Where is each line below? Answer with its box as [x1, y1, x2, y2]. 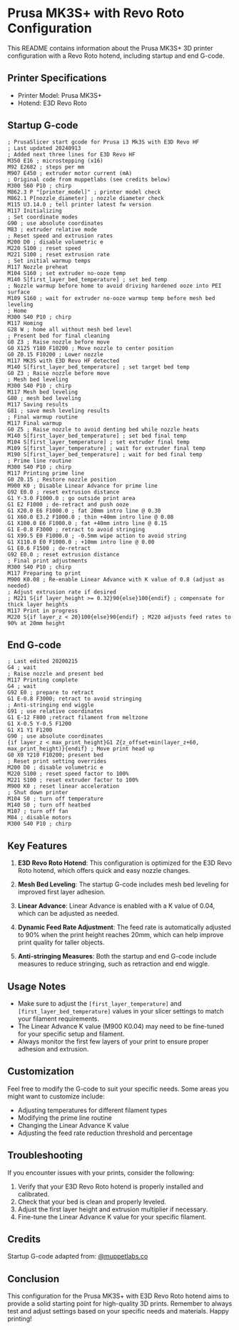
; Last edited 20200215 [7, 658, 78, 665]
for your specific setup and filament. [17, 1030, 125, 1038]
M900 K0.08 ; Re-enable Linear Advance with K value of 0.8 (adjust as [7, 576, 225, 583]
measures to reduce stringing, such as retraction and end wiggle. [17, 959, 210, 969]
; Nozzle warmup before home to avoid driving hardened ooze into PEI [7, 282, 222, 289]
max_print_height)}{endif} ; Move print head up [7, 745, 155, 753]
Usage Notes [7, 980, 66, 992]
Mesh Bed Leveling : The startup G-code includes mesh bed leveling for [17, 880, 230, 889]
